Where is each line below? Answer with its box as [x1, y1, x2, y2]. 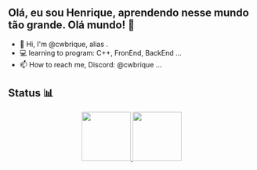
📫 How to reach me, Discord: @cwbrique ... [19, 60, 162, 69]
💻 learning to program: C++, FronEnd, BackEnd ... [19, 48, 182, 57]
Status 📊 [8, 86, 54, 100]
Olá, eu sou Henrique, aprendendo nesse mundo [8, 6, 249, 20]
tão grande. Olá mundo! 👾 [8, 19, 136, 32]
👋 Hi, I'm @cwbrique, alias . [19, 39, 108, 49]
